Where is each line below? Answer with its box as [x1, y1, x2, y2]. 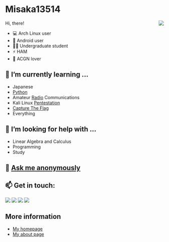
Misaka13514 [5, 4, 61, 15]
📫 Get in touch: [5, 181, 55, 190]
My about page [12, 231, 44, 237]
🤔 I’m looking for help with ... [5, 125, 97, 134]
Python [12, 89, 28, 95]
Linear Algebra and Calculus [12, 138, 71, 144]
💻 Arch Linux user [12, 30, 51, 36]
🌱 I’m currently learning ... [5, 70, 89, 79]
